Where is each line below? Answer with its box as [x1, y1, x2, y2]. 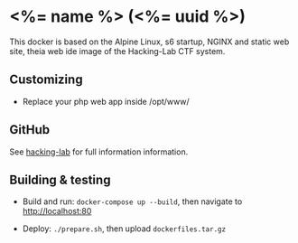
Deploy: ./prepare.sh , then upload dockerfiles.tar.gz [22, 223, 227, 234]
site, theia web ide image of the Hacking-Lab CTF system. [9, 45, 226, 56]
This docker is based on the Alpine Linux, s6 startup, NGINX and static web [9, 36, 290, 47]
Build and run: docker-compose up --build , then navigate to [22, 196, 243, 207]
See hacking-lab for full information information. [9, 146, 189, 157]
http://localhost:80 [22, 206, 92, 217]
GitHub [9, 122, 51, 137]
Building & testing [9, 172, 111, 187]
